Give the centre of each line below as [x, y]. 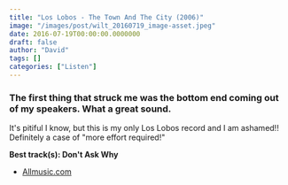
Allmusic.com [47, 172]
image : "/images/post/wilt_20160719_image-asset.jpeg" [113, 26]
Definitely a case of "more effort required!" [87, 137]
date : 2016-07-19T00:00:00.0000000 [75, 34]
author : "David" [39, 50]
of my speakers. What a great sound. [90, 109]
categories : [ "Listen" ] [53, 67]
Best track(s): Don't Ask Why [64, 155]
